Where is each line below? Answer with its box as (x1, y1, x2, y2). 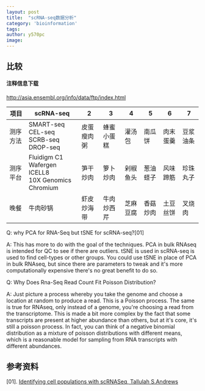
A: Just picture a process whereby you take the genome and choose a (6, 290, 183, 298)
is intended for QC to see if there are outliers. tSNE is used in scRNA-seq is (6, 247, 195, 254)
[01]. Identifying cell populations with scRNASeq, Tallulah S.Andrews (6, 378, 179, 386)
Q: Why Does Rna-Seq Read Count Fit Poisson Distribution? (6, 279, 156, 286)
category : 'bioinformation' (6, 20, 78, 26)
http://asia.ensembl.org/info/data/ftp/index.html (6, 93, 126, 101)
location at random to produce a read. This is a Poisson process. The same (6, 297, 195, 304)
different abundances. (6, 342, 62, 349)
